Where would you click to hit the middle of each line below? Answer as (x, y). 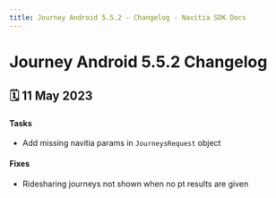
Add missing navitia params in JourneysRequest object (121, 143)
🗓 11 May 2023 (51, 96)
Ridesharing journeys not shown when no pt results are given (135, 184)
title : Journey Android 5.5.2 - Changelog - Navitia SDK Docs (128, 17)
